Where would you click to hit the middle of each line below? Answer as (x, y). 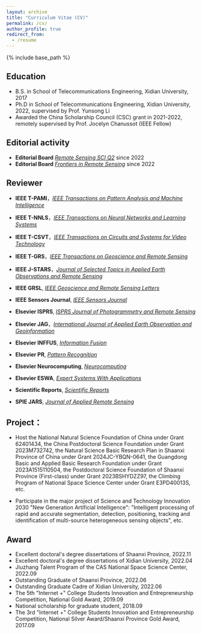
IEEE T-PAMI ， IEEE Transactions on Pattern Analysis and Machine (99, 198)
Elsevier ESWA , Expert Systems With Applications (78, 378)
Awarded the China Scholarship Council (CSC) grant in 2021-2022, (99, 117)
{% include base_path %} (38, 57)
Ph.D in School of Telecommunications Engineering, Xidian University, (103, 104)
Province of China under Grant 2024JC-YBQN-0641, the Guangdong (101, 457)
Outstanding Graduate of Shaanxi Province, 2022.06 (81, 580)
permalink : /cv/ (27, 23)
